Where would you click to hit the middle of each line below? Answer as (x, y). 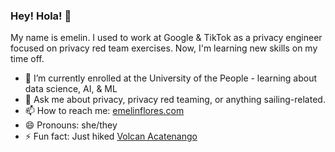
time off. (27, 59)
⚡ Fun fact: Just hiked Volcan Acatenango (111, 136)
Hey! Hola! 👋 (41, 16)
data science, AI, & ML (71, 89)
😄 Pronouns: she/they (71, 125)
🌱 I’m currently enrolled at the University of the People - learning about (171, 78)
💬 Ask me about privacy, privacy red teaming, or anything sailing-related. (175, 100)
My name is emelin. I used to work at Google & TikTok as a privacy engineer (166, 38)
